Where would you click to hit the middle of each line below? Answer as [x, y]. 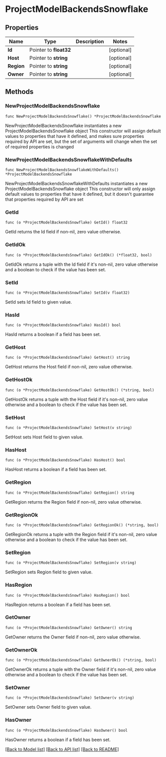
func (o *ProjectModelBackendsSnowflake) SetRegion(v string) [71, 563]
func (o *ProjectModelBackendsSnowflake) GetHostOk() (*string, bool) [80, 390]
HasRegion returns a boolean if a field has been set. [58, 604]
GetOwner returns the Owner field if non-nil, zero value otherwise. [73, 637]
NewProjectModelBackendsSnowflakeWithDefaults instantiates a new [77, 183]
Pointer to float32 [50, 50]
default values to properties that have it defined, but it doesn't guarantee [80, 194]
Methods [19, 92]
